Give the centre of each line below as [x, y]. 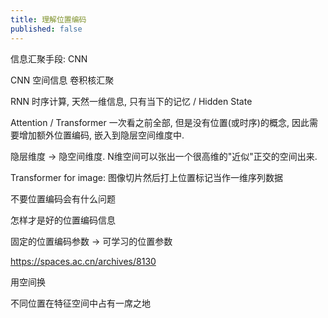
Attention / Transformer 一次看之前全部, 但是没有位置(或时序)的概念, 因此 [160, 122]
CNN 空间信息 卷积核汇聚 [62, 80]
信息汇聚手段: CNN [49, 58]
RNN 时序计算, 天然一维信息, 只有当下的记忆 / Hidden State [131, 101]
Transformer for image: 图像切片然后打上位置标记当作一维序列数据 [146, 177]
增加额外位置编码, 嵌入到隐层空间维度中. [101, 135]
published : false [46, 29]
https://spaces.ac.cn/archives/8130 [83, 261]
